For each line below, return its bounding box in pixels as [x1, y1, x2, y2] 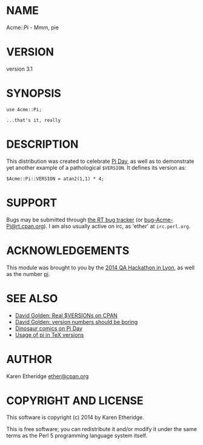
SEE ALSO [6, 291, 58, 305]
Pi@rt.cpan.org [6, 222, 44, 230]
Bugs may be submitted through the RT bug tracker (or [6, 216, 144, 223]
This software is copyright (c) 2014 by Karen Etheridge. [6, 414, 144, 421]
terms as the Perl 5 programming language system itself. [6, 432, 147, 440]
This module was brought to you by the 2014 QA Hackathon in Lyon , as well [6, 264, 195, 271]
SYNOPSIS [6, 86, 62, 100]
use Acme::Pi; [6, 106, 42, 112]
